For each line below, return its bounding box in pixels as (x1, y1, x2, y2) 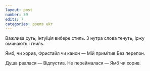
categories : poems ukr (5, 21, 53, 27)
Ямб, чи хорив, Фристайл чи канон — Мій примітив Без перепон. (5, 50, 145, 56)
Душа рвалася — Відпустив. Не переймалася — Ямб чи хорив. (5, 60, 141, 66)
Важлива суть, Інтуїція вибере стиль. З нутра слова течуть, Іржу (5, 35, 145, 41)
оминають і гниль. (5, 41, 44, 47)
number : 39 (5, 12, 28, 17)
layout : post (5, 7, 33, 13)
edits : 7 (5, 17, 24, 22)
